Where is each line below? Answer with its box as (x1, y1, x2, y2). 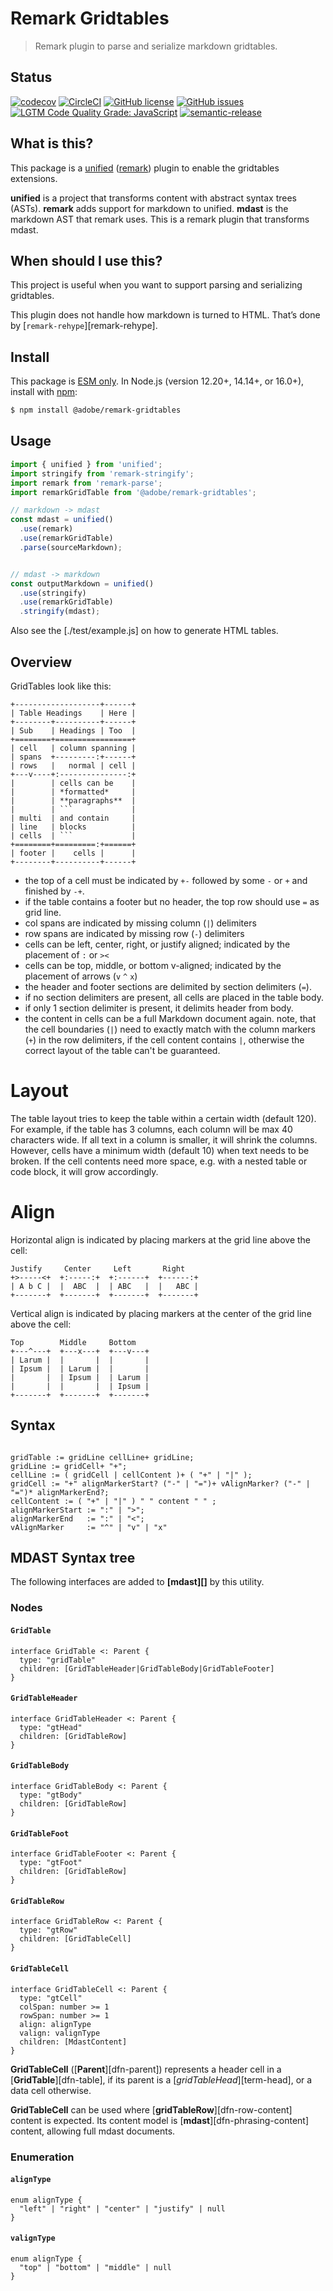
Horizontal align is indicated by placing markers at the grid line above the (10, 1233, 312, 1246)
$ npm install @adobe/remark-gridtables (10, 405, 182, 416)
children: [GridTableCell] (19, 1934, 132, 1944)
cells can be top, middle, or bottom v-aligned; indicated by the (24, 959, 282, 971)
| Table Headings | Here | (10, 708, 137, 718)
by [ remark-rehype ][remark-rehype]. (10, 320, 158, 332)
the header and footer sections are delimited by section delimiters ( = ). (24, 980, 312, 992)
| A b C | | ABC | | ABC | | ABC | (10, 1281, 199, 1291)
